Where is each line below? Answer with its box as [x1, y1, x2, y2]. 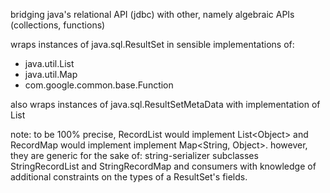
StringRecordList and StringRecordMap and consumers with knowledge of [10, 160, 317, 172]
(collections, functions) [10, 19, 106, 31]
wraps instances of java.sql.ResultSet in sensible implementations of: [10, 39, 295, 50]
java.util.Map [24, 69, 78, 80]
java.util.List [24, 58, 75, 69]
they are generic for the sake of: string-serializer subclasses [10, 150, 259, 161]
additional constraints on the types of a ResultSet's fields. [10, 171, 248, 183]
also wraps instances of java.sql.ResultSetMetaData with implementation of [10, 99, 321, 110]
